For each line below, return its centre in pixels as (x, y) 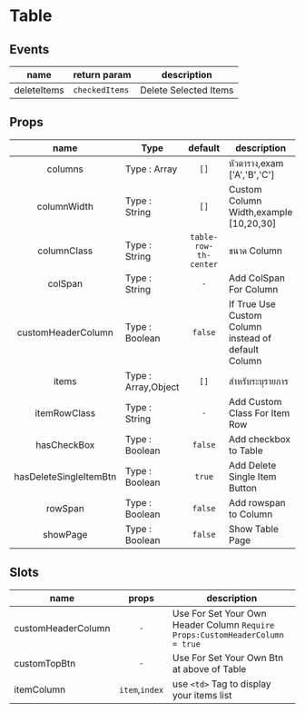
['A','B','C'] (251, 174)
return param (102, 75)
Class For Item (259, 412)
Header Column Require (223, 625)
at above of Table (209, 668)
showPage (65, 534)
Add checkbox (259, 439)
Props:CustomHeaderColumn (228, 635)
